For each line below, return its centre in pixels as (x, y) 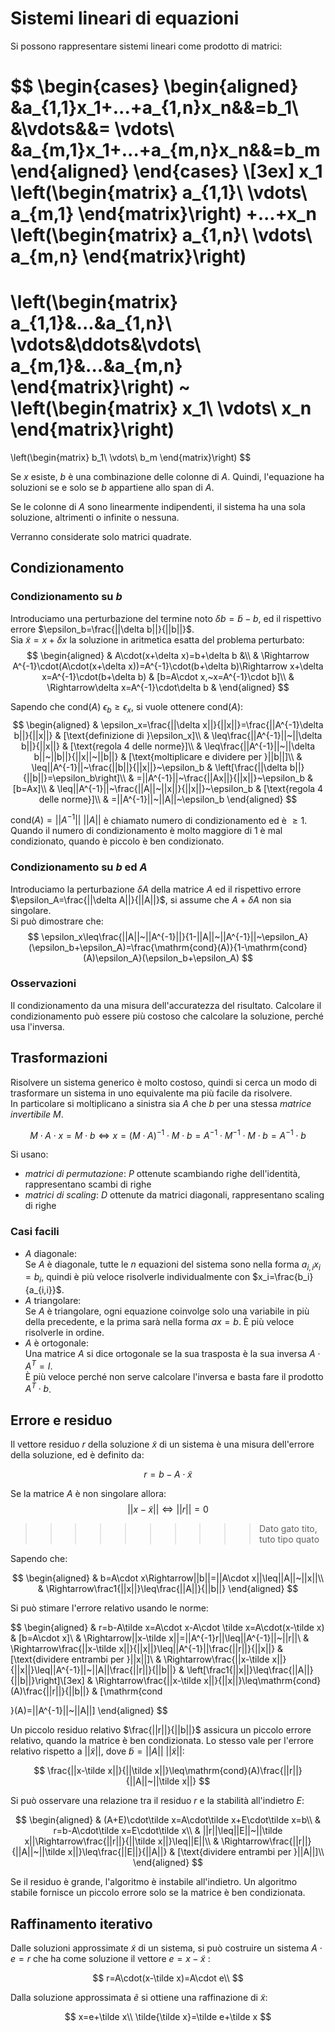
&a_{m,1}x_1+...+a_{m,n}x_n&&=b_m (165, 150)
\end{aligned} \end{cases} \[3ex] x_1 (166, 171)
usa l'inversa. (37, 1026)
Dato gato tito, (288, 1529)
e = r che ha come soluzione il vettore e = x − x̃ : (110, 1959)
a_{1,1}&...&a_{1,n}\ (91, 323)
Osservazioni (43, 984)
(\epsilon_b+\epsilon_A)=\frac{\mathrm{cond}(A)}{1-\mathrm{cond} (168, 947)
